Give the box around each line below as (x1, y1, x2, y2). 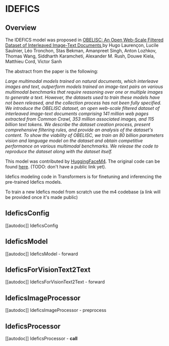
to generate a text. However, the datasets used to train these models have (5, 95, 160, 100)
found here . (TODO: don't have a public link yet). (5, 164, 106, 169)
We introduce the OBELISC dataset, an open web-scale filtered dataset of (5, 105, 160, 111)
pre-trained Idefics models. (5, 179, 62, 185)
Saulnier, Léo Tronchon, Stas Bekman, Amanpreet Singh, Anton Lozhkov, (5, 48, 157, 53)
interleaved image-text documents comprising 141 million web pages (5, 110, 149, 117)
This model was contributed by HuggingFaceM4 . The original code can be (5, 158, 160, 164)
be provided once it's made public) (5, 194, 78, 200)
